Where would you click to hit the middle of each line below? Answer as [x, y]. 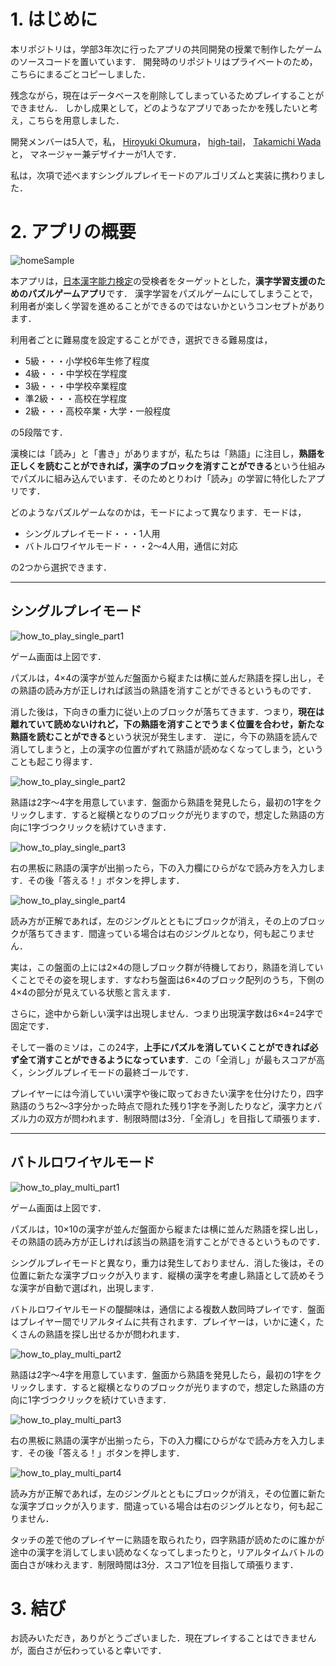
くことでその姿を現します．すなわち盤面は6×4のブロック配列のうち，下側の [167, 979]
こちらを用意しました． [76, 120]
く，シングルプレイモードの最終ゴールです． [102, 1072]
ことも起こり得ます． [54, 761]
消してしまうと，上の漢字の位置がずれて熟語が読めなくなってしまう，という [167, 749]
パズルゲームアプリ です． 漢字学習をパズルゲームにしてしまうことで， [172, 293]
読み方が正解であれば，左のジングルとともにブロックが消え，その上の [155, 921]
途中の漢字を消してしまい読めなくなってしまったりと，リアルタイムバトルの [167, 1552]
